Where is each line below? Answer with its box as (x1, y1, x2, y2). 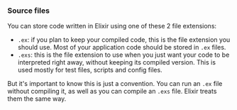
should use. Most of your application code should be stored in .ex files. (17, 43, 226, 52)
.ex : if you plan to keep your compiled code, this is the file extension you (17, 35, 231, 44)
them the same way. (7, 94, 67, 103)
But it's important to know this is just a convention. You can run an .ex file (7, 79, 223, 88)
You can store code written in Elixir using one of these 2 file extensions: (7, 22, 217, 31)
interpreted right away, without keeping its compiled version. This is (17, 58, 216, 67)
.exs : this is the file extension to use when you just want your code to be (17, 50, 230, 59)
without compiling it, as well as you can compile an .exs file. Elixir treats (7, 87, 217, 96)
